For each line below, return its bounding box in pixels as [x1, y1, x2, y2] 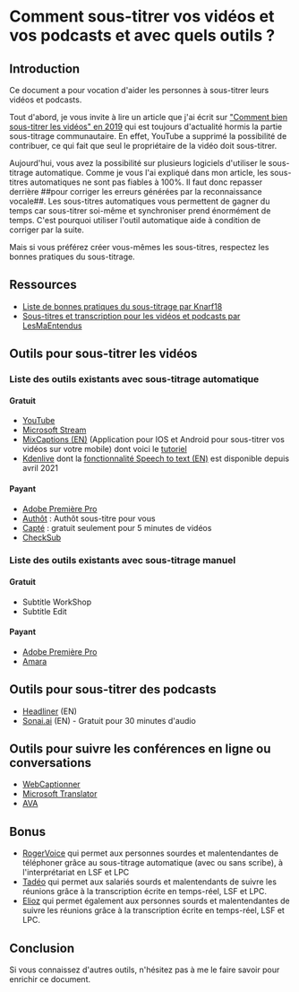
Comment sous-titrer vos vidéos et [9, 6, 275, 27]
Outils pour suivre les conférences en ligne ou [9, 742, 271, 757]
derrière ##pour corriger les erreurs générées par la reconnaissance [9, 187, 262, 196]
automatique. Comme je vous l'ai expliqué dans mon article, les [35, 168, 269, 178]
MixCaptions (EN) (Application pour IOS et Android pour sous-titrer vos [21, 434, 285, 445]
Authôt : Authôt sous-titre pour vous [21, 513, 156, 524]
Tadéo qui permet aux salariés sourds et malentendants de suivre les [21, 876, 278, 887]
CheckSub [21, 532, 61, 543]
